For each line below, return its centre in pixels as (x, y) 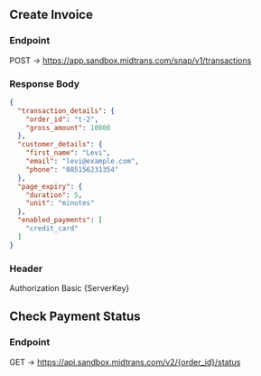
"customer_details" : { (60, 145)
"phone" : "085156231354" (72, 169)
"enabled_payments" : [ (60, 221)
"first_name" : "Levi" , (68, 153)
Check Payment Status (75, 317)
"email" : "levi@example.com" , (83, 162)
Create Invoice (51, 15)
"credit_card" (52, 229)
